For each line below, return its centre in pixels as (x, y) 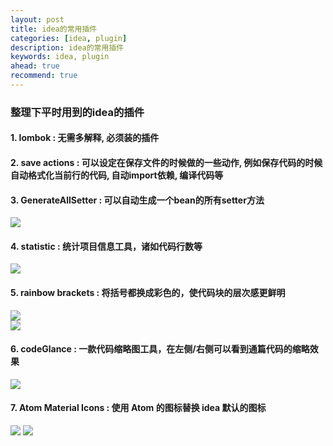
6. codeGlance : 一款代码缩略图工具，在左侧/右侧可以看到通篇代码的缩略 (160, 349)
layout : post (37, 19)
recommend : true (44, 76)
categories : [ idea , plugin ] (69, 38)
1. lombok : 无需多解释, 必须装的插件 (85, 138)
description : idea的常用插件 (67, 47)
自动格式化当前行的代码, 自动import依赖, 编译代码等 (117, 175)
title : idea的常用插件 (54, 29)
